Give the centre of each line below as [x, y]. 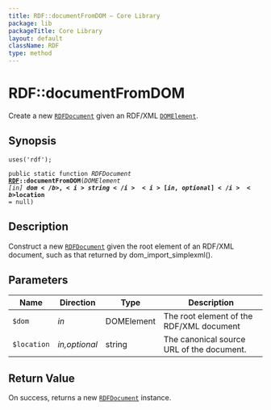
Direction [77, 303]
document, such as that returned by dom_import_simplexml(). [110, 254]
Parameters [38, 280]
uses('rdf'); [30, 159]
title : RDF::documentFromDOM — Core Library [84, 16]
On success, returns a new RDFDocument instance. [90, 398]
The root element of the [208, 316]
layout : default [35, 38]
